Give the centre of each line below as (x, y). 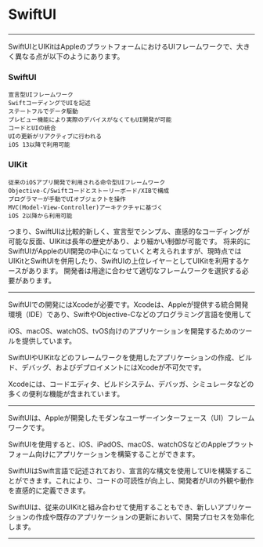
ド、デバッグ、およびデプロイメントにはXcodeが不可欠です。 (107, 367)
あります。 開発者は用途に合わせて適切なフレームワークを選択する (135, 270)
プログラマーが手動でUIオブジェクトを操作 (67, 199)
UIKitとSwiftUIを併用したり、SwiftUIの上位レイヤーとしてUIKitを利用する (125, 261)
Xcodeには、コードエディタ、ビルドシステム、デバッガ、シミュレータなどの (131, 384)
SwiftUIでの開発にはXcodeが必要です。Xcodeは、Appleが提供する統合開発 (128, 304)
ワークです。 (29, 427)
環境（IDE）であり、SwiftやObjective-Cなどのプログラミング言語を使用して (130, 314)
